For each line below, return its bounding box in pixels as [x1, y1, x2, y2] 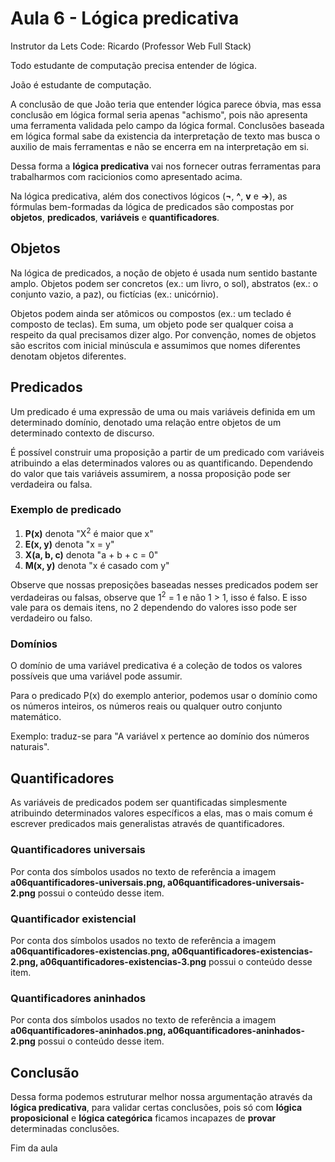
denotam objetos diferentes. [10, 350, 127, 362]
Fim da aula [10, 1142, 58, 1154]
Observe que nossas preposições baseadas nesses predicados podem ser [10, 578, 319, 591]
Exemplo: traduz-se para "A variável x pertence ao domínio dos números [10, 730, 310, 742]
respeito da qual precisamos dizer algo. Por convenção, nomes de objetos [10, 328, 317, 341]
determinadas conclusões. [10, 1122, 120, 1134]
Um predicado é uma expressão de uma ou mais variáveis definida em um [10, 405, 316, 417]
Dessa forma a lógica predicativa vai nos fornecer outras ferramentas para [10, 160, 322, 172]
